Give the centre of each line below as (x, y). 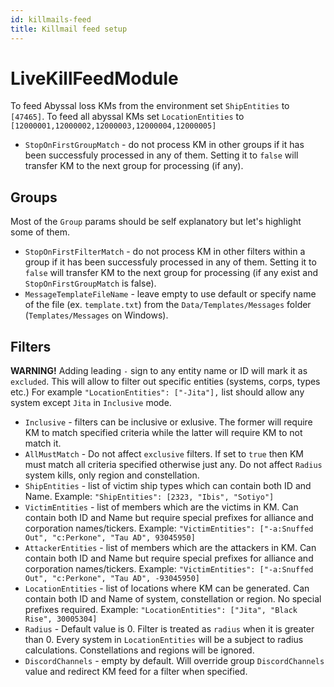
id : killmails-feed (51, 19)
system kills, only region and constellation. (112, 475)
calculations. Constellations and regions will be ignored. (139, 650)
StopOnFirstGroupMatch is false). (90, 283)
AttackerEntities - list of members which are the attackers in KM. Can (170, 548)
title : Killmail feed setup (69, 29)
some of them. (40, 232)
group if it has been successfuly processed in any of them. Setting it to (170, 262)
